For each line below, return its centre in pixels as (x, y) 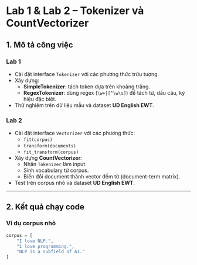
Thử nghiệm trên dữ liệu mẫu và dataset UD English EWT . (84, 105)
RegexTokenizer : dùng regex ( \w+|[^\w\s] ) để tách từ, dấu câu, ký (104, 92)
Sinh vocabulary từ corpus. (56, 170)
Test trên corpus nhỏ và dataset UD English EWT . (74, 183)
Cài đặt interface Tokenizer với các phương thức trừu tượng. (87, 74)
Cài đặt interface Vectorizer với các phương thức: (75, 133)
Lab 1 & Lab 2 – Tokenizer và (75, 11)
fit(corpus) (38, 140)
